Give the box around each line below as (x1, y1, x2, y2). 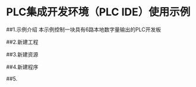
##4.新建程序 (6, 63, 39, 71)
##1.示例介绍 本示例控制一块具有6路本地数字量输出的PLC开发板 (6, 26, 162, 33)
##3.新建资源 (6, 51, 39, 58)
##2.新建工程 (6, 38, 39, 45)
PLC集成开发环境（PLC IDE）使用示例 (6, 5, 191, 19)
